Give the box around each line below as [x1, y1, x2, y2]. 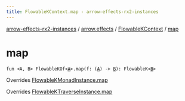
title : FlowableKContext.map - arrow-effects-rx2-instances [6, 8, 159, 15]
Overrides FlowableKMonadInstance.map [6, 76, 109, 84]
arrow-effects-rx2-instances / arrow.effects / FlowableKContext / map [6, 25, 179, 32]
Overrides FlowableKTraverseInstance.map [6, 88, 113, 95]
